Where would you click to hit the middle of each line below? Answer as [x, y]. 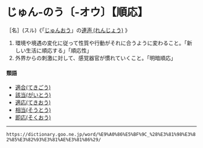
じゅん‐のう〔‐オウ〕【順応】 [77, 12]
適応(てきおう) [33, 102]
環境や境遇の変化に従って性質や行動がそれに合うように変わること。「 [101, 43]
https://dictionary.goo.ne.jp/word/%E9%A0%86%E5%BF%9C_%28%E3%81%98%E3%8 [101, 135]
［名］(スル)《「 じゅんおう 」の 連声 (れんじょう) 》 [68, 30]
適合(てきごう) [33, 87]
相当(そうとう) [33, 110]
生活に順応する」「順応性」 [59, 50]
